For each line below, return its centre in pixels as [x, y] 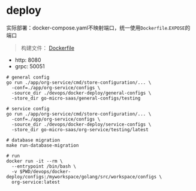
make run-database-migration [43, 145]
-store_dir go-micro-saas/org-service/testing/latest [80, 129]
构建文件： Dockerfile [48, 48]
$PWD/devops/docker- [45, 171]
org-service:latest [36, 182]
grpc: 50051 [30, 66]
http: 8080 [28, 60]
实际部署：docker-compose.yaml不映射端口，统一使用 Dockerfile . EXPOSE [96, 28]
